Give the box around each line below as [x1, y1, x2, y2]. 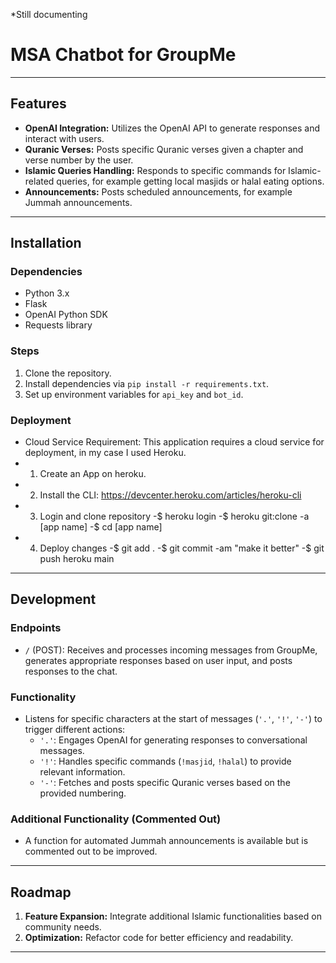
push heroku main [39, 553, 115, 565]
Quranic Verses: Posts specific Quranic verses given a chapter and [24, 143, 304, 155]
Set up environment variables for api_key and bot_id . [24, 388, 244, 400]
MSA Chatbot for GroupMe [10, 44, 237, 66]
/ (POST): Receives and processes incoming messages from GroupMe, [24, 644, 318, 656]
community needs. [24, 921, 102, 933]
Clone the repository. [24, 367, 112, 379]
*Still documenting [10, 9, 88, 20]
